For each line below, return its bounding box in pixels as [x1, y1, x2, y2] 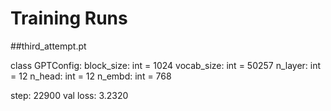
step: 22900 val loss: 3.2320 [10, 89, 129, 101]
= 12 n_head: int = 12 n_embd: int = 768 [10, 70, 172, 82]
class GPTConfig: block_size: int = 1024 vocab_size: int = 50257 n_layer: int [10, 59, 322, 71]
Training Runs [10, 7, 128, 30]
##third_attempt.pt [10, 40, 87, 52]
